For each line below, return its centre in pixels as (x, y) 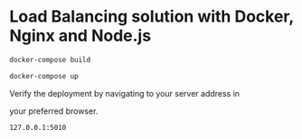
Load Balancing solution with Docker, (151, 17)
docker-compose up (44, 76)
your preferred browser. (54, 111)
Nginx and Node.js (80, 36)
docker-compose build (50, 60)
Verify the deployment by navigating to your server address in (125, 93)
